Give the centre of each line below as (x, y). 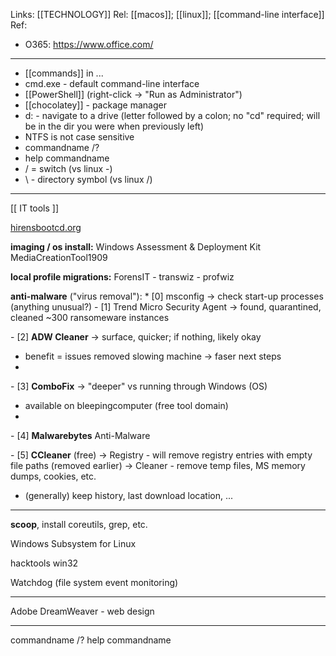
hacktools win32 (44, 563)
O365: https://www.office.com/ (89, 44)
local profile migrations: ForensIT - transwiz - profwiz (122, 277)
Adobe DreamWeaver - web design (82, 611)
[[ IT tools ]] (35, 208)
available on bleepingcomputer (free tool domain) (126, 405)
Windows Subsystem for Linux (73, 543)
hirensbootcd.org (46, 227)
